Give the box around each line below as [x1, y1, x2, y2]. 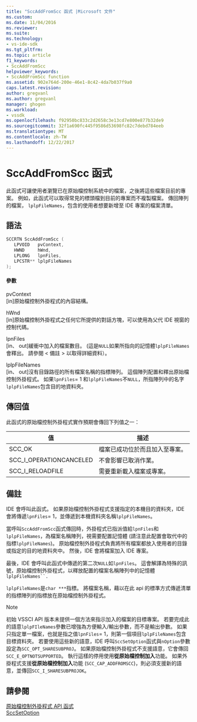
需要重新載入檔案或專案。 [98, 467, 169, 475]
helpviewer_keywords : [6, 69, 59, 74]
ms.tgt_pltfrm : [6, 47, 43, 53]
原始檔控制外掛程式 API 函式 [6, 703, 74, 710]
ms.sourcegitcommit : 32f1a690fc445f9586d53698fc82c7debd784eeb [6, 123, 164, 129]
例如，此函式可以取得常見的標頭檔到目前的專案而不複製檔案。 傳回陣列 [17, 194, 189, 201]
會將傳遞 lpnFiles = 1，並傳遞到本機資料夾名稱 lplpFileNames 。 [6, 513, 156, 520]
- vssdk [6, 112, 25, 118]
